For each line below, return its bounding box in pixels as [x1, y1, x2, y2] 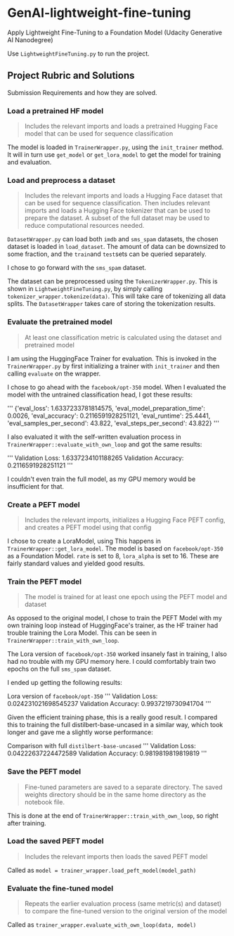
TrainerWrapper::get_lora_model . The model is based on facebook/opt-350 [7, 544, 223, 553]
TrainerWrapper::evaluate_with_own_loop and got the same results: [7, 440, 202, 448]
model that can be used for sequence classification [24, 129, 174, 138]
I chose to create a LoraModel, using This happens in [7, 537, 162, 545]
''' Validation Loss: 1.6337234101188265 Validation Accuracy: [7, 454, 184, 462]
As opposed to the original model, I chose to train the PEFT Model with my [7, 614, 223, 622]
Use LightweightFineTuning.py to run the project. [7, 49, 150, 58]
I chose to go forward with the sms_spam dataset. [7, 264, 146, 272]
